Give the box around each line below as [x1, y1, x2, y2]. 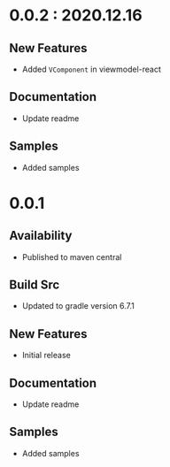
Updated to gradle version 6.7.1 [21, 301, 135, 311]
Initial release [21, 350, 71, 361]
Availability [9, 228, 73, 243]
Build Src [9, 278, 60, 293]
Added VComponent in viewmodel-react [21, 64, 162, 74]
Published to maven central [21, 251, 122, 262]
